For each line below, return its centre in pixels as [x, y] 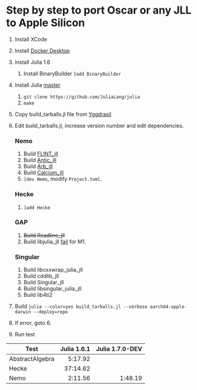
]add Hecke [37, 207]
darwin [23, 312]
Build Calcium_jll [43, 173]
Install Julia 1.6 [32, 62]
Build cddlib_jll [41, 276]
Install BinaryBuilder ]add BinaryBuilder [72, 73]
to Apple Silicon [46, 23]
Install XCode [31, 39]
